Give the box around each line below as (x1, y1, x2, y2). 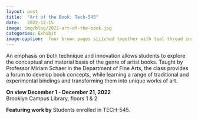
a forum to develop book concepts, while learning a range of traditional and (6, 71, 189, 78)
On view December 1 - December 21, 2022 (6, 89, 111, 95)
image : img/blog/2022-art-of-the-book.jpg (6, 25, 112, 31)
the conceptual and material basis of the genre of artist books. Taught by (6, 58, 183, 65)
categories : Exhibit (6, 31, 57, 37)
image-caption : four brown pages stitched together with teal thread (6, 36, 183, 42)
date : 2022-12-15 (6, 19, 54, 25)
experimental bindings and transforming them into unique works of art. (6, 77, 178, 84)
